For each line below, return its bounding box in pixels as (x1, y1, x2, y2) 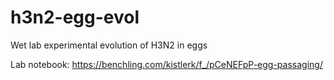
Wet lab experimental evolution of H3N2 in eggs (10, 39, 208, 51)
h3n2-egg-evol (10, 6, 140, 29)
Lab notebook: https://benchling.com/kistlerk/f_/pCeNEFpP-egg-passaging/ (10, 58, 323, 70)
